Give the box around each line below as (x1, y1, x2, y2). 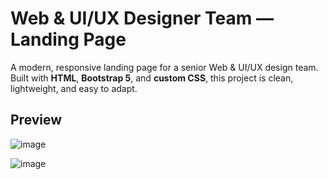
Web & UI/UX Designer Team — (10, 7, 274, 30)
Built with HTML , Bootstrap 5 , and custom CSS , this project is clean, (10, 72, 294, 84)
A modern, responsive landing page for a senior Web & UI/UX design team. (10, 61, 319, 73)
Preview (10, 112, 63, 129)
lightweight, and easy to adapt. (10, 82, 138, 94)
